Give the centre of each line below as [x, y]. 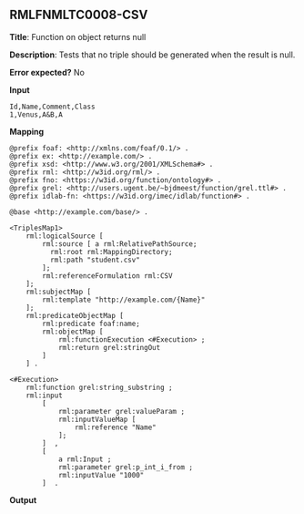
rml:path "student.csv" [95, 260]
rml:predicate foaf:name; [91, 324]
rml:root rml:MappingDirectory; [111, 252]
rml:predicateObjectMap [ [75, 315]
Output [23, 499]
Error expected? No [47, 72]
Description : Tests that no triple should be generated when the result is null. [152, 55]
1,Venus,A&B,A [36, 114]
